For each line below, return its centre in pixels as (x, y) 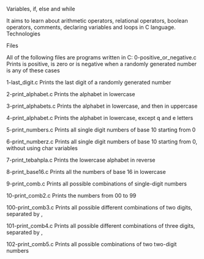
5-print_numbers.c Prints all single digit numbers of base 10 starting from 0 (101, 130)
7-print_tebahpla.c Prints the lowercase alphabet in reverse (81, 160)
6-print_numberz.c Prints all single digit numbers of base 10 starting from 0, (102, 141)
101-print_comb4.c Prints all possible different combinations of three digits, (101, 226)
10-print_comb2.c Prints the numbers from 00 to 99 (71, 196)
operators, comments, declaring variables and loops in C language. (91, 27)
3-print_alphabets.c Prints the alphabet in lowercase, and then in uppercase (102, 106)
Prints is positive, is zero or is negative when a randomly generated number (102, 64)
